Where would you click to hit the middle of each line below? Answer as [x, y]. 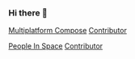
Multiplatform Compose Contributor [67, 31]
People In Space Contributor [56, 46]
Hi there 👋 [28, 13]
